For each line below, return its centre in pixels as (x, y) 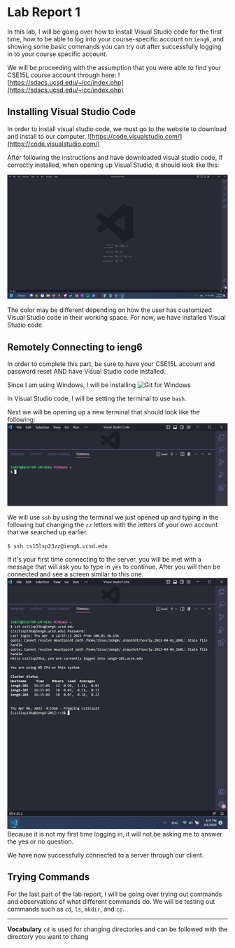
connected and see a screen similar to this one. (76, 574)
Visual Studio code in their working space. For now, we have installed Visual (116, 318)
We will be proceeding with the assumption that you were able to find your (114, 67)
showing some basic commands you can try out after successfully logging (114, 46)
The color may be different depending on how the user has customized (109, 310)
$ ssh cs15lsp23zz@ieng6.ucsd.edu (58, 547)
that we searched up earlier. (48, 532)
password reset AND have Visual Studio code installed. (86, 372)
